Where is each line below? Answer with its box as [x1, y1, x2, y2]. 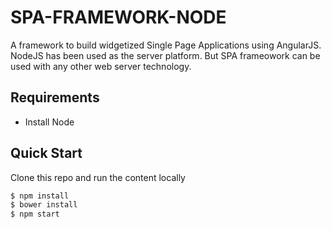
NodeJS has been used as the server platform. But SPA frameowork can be [10, 49, 321, 61]
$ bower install [10, 200, 78, 210]
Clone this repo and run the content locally [10, 171, 186, 183]
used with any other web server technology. [10, 60, 192, 72]
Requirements [10, 89, 100, 106]
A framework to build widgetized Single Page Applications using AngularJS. [10, 39, 322, 51]
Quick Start [10, 145, 83, 162]
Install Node [24, 116, 75, 128]
